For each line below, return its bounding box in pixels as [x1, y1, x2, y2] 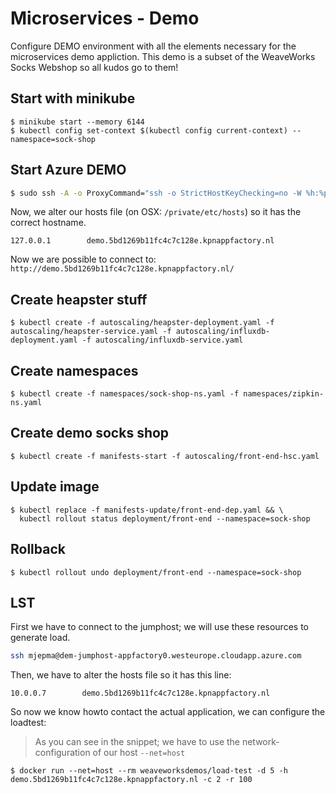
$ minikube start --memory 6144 [10, 117, 145, 127]
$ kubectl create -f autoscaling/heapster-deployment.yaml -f [10, 318, 275, 328]
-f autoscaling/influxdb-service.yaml [81, 335, 244, 346]
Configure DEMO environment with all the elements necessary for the [10, 40, 297, 52]
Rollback [10, 541, 66, 558]
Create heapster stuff [10, 291, 148, 308]
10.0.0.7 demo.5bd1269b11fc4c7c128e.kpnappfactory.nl [10, 688, 271, 699]
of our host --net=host [92, 747, 186, 759]
